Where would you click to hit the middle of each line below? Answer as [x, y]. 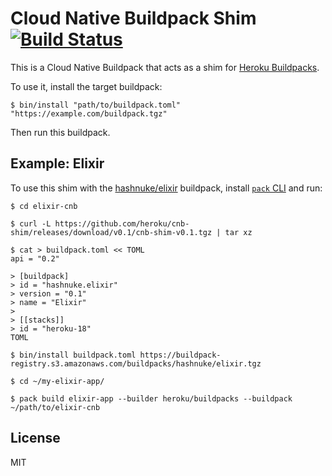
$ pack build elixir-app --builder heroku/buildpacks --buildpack [151, 398]
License [35, 438]
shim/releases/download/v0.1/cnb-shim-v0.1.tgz [111, 232]
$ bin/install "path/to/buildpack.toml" [96, 105]
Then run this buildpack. [60, 132]
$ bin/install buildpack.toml [73, 355]
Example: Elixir [57, 163]
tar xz [238, 232]
